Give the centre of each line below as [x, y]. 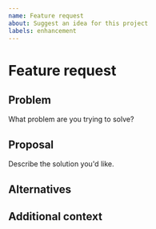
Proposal [31, 144]
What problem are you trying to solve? [71, 119]
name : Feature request [46, 16]
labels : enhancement [43, 31]
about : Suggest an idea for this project [78, 23]
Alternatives [40, 189]
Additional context [55, 217]
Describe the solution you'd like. [61, 164]
